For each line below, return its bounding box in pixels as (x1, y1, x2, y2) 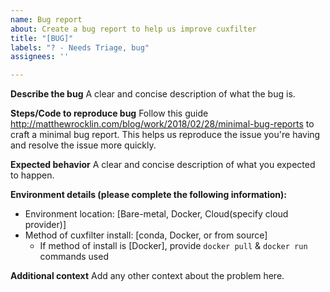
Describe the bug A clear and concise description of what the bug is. (10, 88, 296, 100)
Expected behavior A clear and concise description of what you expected (10, 159, 316, 171)
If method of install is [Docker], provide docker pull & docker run (39, 240, 308, 252)
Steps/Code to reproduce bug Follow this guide (10, 107, 209, 120)
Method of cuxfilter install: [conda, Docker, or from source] (24, 229, 268, 241)
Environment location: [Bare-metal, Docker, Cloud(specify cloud (24, 208, 289, 220)
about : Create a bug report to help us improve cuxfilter (10, 24, 257, 34)
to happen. (10, 169, 55, 181)
